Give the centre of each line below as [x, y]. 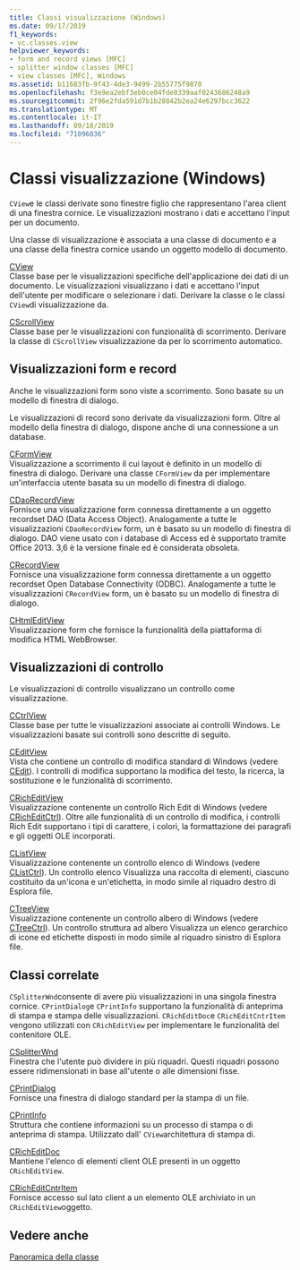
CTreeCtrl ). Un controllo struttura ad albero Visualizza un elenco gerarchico [149, 928]
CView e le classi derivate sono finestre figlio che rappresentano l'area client [148, 203]
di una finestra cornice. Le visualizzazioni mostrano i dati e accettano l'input [150, 212]
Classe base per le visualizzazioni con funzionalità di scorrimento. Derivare [148, 331]
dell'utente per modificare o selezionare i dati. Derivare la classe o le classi [147, 295]
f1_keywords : [34, 34]
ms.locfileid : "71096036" [57, 134]
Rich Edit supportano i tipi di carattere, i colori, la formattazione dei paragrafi [150, 827]
